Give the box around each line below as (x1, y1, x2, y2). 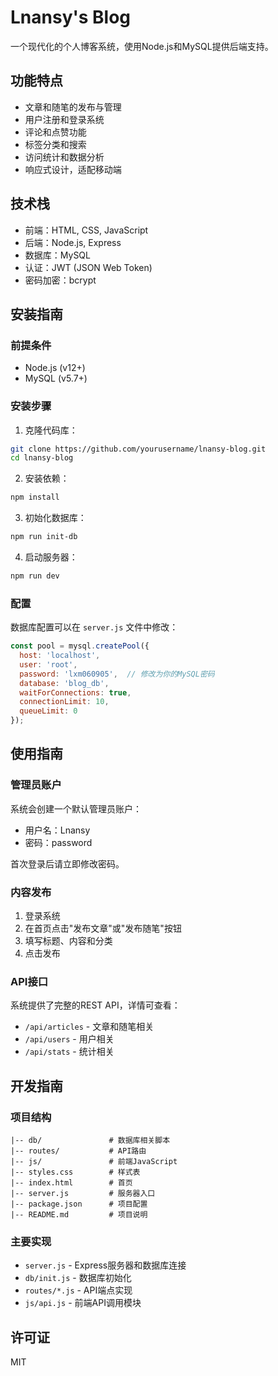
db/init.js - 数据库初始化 (24, 1272, 132, 1284)
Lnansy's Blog (10, 6, 132, 29)
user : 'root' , (19, 659, 78, 670)
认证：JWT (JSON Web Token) (24, 261, 153, 273)
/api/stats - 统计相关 (24, 1046, 115, 1058)
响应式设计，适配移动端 (24, 163, 122, 175)
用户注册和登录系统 (24, 113, 105, 125)
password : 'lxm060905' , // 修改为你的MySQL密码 (19, 669, 215, 679)
